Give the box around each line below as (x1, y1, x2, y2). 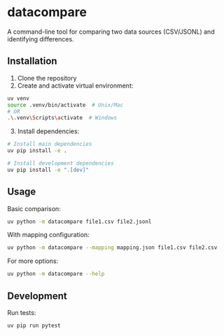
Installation (7, 55, 57, 67)
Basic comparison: (7, 204, 61, 213)
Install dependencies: (17, 127, 80, 135)
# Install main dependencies (7, 141, 92, 148)
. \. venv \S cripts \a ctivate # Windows (7, 114, 118, 121)
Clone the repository (17, 74, 77, 82)
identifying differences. (7, 34, 75, 43)
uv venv (7, 95, 30, 102)
